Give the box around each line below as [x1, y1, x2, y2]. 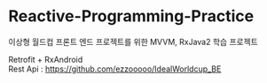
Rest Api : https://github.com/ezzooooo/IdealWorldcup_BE [8, 64, 222, 74]
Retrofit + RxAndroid [8, 54, 83, 64]
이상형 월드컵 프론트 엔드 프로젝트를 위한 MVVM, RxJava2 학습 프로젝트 [8, 36, 258, 47]
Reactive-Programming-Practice [8, 6, 255, 26]
